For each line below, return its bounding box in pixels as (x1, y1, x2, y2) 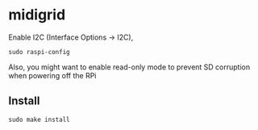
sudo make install (8, 115, 70, 124)
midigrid (8, 6, 66, 24)
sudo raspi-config (8, 48, 70, 56)
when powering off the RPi (8, 70, 97, 80)
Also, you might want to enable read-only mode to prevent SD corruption (8, 62, 251, 72)
